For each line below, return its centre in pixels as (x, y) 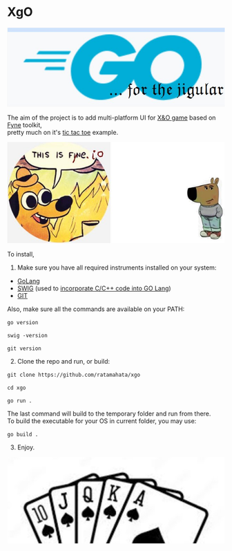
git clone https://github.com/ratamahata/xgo (74, 375)
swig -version (28, 336)
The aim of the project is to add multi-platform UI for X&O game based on (112, 118)
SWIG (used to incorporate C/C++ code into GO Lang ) (94, 288)
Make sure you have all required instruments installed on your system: (117, 268)
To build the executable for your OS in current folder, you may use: (102, 421)
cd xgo (17, 388)
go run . (20, 401)
